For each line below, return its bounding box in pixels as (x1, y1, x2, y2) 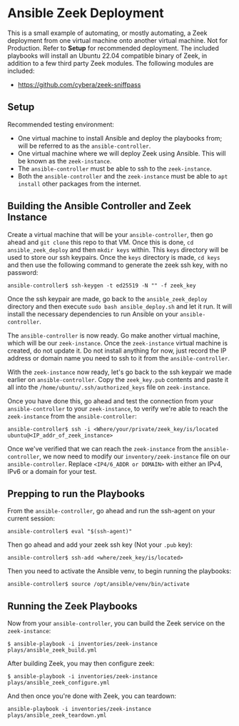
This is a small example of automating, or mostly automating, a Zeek (7, 29, 208, 37)
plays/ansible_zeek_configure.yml (7, 680, 111, 687)
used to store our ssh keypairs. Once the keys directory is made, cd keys (7, 253, 220, 261)
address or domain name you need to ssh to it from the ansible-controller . (7, 353, 230, 362)
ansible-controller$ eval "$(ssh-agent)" (7, 528, 133, 535)
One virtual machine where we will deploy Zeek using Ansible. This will (17, 148, 226, 158)
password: (7, 268, 39, 276)
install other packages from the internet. (17, 179, 141, 188)
